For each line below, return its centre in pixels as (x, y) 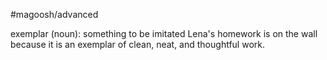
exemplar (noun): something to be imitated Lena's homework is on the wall (164, 33)
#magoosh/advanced (54, 14)
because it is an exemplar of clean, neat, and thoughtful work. (137, 44)
